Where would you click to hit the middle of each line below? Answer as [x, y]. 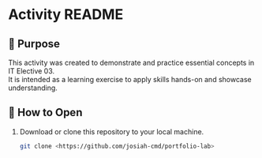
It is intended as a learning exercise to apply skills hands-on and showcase [130, 79]
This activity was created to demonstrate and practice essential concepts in [131, 62]
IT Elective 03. [32, 71]
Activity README [66, 15]
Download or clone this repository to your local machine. [112, 131]
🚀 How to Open [45, 113]
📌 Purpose [34, 44]
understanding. [33, 88]
